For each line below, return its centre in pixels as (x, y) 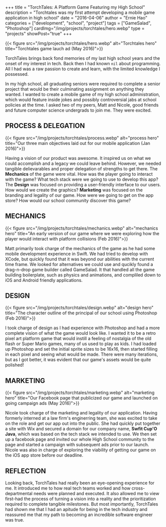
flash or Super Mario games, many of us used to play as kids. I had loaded (81, 344)
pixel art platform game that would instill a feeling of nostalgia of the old (78, 339)
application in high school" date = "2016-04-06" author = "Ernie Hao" (76, 18)
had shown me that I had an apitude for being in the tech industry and (76, 510)
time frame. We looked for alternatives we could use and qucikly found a (79, 264)
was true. (15, 520)
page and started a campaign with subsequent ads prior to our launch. (77, 445)
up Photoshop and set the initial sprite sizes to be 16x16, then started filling (81, 349)
